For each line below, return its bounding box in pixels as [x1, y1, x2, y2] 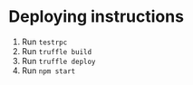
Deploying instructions [8, 6, 185, 27]
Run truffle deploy [21, 55, 96, 66]
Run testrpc [21, 36, 68, 47]
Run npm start [21, 65, 76, 76]
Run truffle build [21, 45, 92, 56]
